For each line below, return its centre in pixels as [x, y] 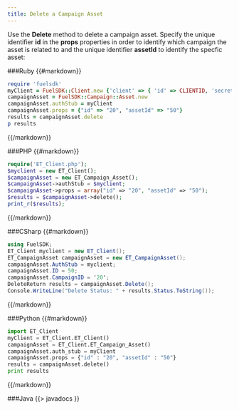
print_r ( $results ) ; [36, 204]
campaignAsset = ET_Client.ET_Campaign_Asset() [79, 344]
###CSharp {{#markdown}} [48, 231]
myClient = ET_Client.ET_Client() [59, 338]
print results [28, 371]
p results [22, 123]
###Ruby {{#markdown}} [44, 71]
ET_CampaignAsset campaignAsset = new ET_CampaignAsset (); [97, 257]
